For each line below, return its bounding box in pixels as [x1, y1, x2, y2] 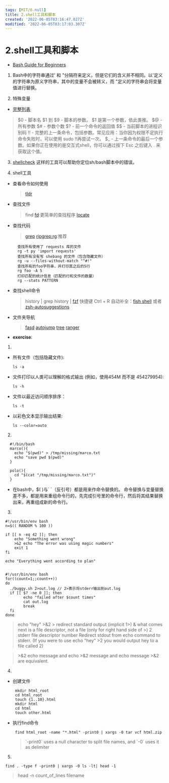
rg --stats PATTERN [17, 278, 58, 283]
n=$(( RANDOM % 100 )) [5, 523, 53, 529]
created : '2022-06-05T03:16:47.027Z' [5, 17, 85, 22]
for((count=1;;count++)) [5, 576, 58, 582]
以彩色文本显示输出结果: [12, 413, 63, 419]
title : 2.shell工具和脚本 [5, 12, 56, 17]
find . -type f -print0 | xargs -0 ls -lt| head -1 [5, 764, 116, 769]
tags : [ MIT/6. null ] [5, 7, 46, 13]
